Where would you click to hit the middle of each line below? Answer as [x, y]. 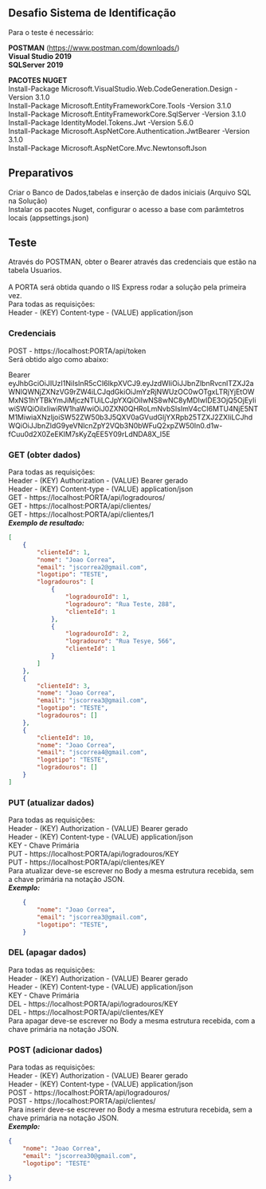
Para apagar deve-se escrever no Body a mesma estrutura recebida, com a [132, 1021]
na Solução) [28, 201]
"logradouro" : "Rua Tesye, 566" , [121, 641]
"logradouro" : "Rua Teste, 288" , [121, 604]
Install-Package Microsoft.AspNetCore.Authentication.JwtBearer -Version [129, 131]
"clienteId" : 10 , [65, 738]
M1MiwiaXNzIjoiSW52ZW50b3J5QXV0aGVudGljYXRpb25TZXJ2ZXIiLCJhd [131, 417]
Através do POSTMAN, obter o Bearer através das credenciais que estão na [133, 262]
